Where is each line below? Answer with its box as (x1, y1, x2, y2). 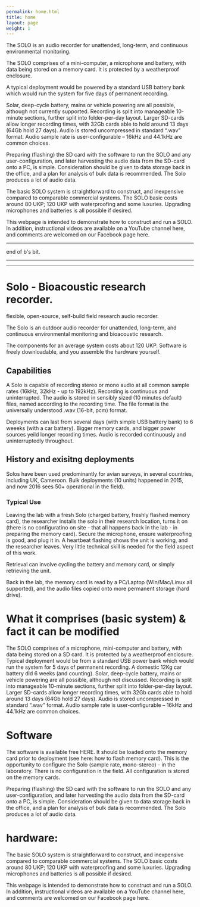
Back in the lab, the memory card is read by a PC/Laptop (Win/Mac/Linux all (6, 579, 192, 586)
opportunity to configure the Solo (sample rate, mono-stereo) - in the (6, 760, 176, 768)
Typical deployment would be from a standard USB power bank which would (6, 657, 194, 665)
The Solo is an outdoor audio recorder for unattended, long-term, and (6, 324, 177, 331)
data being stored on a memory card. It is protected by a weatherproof (6, 66, 180, 73)
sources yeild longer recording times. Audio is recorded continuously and (6, 431, 186, 438)
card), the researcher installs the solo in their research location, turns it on (6, 518, 188, 525)
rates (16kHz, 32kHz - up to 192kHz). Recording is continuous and (6, 388, 168, 395)
